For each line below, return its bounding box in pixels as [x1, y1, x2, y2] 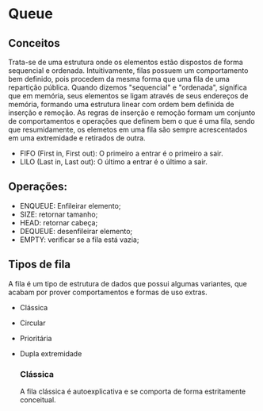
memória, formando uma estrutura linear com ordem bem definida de [8, 100, 235, 109]
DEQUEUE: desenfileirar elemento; [19, 226, 133, 236]
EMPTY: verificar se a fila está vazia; [19, 235, 139, 244]
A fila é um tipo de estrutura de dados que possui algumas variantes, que [8, 278, 247, 288]
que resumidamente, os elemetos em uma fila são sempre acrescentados [8, 125, 248, 134]
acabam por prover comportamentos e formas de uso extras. [8, 287, 208, 297]
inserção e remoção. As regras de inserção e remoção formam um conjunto [8, 108, 256, 117]
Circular [19, 318, 46, 328]
